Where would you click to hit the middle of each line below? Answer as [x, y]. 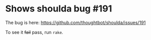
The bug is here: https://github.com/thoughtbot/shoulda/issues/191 [75, 22]
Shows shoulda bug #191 [59, 9]
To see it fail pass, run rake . [34, 32]
